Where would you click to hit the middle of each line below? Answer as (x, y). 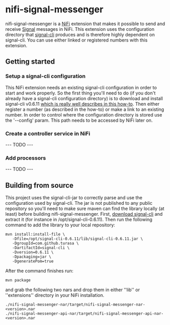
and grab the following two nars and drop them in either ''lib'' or (72, 290)
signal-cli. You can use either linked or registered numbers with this (76, 40)
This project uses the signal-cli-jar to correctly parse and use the (74, 198)
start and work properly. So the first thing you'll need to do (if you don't (81, 93)
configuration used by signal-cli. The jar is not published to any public (79, 203)
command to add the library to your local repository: (60, 225)
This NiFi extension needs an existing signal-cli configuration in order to (81, 87)
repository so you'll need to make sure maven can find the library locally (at (85, 208)
